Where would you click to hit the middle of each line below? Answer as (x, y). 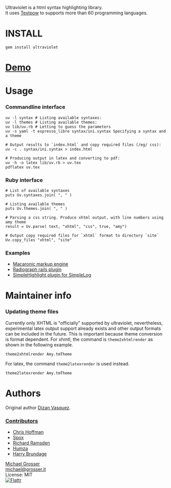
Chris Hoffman (28, 432)
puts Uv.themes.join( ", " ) (36, 208)
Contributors (22, 421)
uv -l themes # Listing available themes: (51, 122)
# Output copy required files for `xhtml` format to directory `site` (82, 236)
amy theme (16, 222)
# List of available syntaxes (38, 190)
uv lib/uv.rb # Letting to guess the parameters (58, 127)
